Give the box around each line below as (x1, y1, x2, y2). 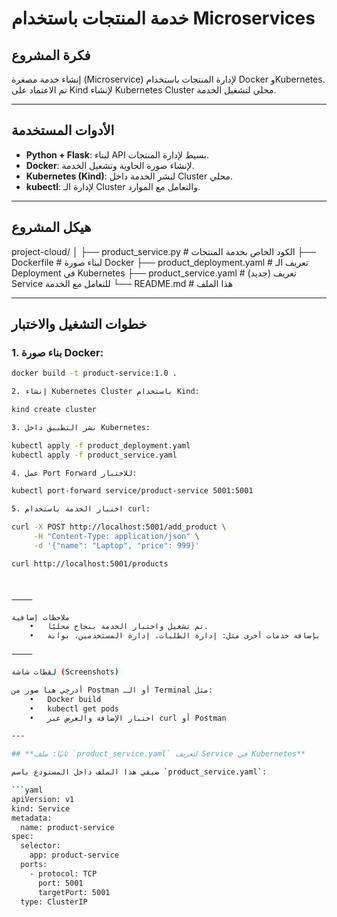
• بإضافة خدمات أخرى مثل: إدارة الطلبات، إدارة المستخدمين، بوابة (29, 631, 321, 641)
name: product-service (20, 822, 115, 832)
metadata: (11, 813, 53, 823)
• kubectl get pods (29, 703, 119, 714)
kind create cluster (11, 405, 98, 415)
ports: (20, 860, 48, 870)
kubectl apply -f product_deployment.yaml (11, 440, 191, 451)
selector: (20, 841, 61, 851)
